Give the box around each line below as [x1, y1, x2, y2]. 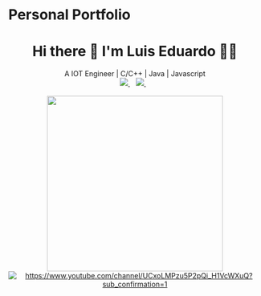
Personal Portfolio [8, 6, 131, 24]
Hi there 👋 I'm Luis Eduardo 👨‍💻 [31, 43, 239, 61]
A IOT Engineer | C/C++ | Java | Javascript [63, 69, 206, 79]
